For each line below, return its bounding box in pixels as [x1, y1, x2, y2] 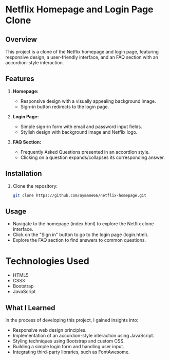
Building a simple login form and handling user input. [12, 344, 124, 350]
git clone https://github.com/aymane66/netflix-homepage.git [12, 193, 147, 198]
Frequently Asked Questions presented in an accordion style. [20, 149, 150, 155]
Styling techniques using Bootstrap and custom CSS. [12, 338, 125, 344]
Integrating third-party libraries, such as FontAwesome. [12, 349, 130, 355]
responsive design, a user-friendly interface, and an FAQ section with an [5, 54, 158, 60]
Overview [5, 35, 37, 44]
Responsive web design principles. [12, 327, 87, 333]
